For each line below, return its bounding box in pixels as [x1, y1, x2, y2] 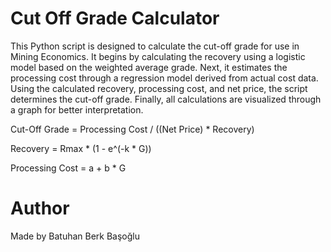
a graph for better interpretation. [10, 103, 144, 116]
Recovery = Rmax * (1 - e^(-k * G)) [10, 142, 152, 154]
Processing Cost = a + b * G [10, 162, 127, 174]
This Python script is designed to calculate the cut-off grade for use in [10, 40, 300, 52]
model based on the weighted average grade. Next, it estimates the [10, 61, 288, 73]
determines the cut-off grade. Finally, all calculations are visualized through [10, 93, 322, 105]
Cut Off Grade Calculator [10, 7, 220, 30]
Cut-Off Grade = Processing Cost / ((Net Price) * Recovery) [10, 123, 255, 135]
